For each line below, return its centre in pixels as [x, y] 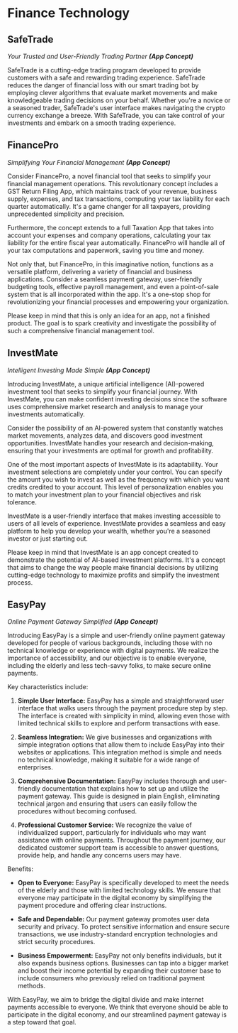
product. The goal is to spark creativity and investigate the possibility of [112, 323]
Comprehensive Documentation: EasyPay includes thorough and [114, 781]
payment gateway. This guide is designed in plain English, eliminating [119, 796]
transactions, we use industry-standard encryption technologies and [118, 934]
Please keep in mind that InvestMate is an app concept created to [103, 552]
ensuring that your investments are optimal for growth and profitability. [110, 450]
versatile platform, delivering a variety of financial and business [100, 271]
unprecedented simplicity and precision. [66, 214]
